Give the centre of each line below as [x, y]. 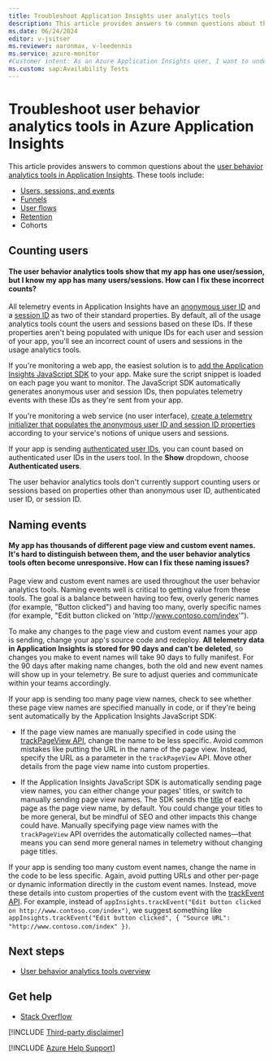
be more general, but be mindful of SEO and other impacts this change [139, 816]
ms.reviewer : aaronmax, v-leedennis [70, 46]
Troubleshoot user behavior [104, 109]
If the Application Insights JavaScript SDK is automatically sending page [141, 782]
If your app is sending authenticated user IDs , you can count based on [126, 449]
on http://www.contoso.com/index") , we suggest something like [115, 910]
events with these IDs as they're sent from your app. [96, 400]
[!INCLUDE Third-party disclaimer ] [66, 1032]
